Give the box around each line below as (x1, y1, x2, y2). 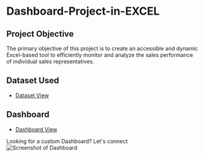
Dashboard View (15, 125, 58, 133)
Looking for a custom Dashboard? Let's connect (6, 137, 128, 145)
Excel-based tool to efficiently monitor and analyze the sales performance (6, 51, 194, 59)
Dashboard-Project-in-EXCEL (6, 4, 160, 18)
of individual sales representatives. (6, 58, 95, 65)
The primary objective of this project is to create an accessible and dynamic (6, 45, 198, 52)
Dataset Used (6, 75, 59, 86)
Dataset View (15, 92, 49, 99)
